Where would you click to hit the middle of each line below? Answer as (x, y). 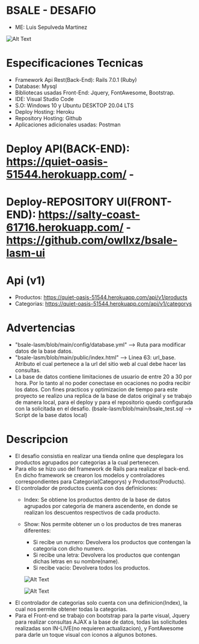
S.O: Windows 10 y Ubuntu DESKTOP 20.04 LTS (74, 105)
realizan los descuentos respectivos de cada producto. (92, 513)
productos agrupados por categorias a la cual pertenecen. (87, 463)
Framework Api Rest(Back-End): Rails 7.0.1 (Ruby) (76, 79)
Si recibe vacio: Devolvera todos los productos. (91, 568)
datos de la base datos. (44, 351)
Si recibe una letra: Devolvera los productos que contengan (106, 555)
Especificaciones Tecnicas (75, 63)
